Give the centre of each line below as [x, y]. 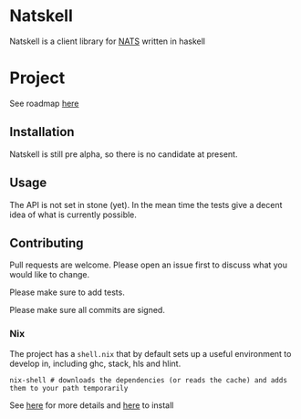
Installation [42, 132]
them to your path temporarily [69, 388]
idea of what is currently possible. [73, 215]
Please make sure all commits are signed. [88, 310]
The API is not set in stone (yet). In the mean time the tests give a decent [146, 204]
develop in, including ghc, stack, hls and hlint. [95, 363]
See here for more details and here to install [92, 405]
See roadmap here [44, 103]
